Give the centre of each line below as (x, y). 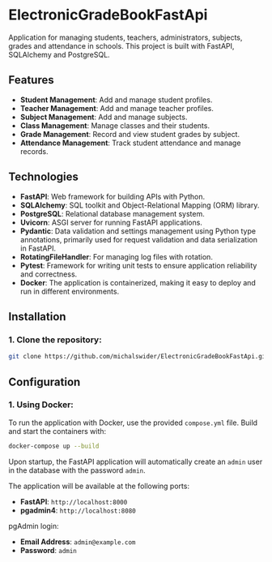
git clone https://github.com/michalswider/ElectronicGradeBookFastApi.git (139, 357)
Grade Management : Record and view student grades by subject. (130, 134)
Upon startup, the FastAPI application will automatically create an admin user (136, 461)
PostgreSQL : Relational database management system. (112, 213)
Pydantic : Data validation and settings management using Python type (138, 231)
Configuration (45, 382)
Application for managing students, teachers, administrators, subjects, (125, 37)
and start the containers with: (57, 431)
